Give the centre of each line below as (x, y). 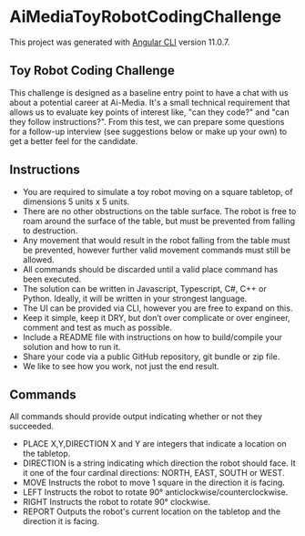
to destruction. (50, 231)
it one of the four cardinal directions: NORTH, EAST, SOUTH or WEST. (153, 473)
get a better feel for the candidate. (74, 141)
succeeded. (32, 427)
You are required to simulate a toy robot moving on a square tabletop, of (158, 191)
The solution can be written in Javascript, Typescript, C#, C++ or (144, 288)
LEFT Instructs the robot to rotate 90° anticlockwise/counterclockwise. (155, 492)
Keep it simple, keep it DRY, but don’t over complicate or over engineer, (156, 317)
